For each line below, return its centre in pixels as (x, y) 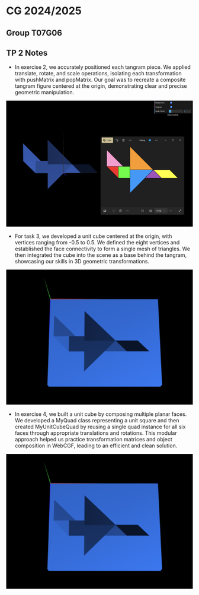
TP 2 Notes (27, 52)
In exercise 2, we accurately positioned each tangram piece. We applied (103, 67)
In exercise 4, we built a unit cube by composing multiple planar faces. (101, 414)
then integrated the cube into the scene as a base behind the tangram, (101, 255)
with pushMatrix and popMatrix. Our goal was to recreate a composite (100, 80)
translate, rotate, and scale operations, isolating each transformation (98, 74)
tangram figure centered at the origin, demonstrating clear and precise (101, 86)
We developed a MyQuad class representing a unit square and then (97, 421)
